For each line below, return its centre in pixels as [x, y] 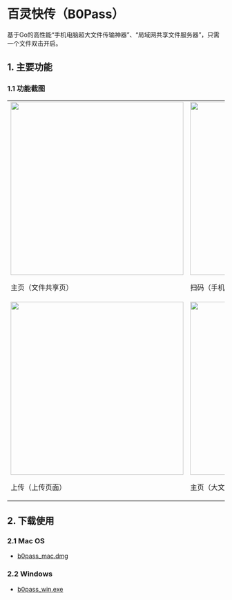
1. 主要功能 [30, 67]
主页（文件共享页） [42, 287]
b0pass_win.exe [40, 589]
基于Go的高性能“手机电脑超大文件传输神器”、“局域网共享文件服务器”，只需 [113, 35]
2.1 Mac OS [26, 540]
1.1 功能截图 [26, 89]
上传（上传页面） [39, 487]
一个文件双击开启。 [35, 43]
